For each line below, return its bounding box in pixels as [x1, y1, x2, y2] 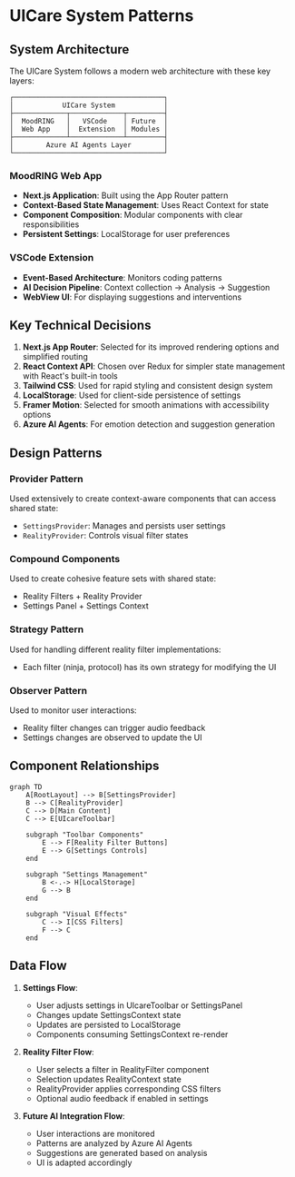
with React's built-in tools [22, 371, 118, 381]
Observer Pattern [9, 684, 88, 697]
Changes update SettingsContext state [35, 1009, 182, 1020]
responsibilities [22, 219, 80, 230]
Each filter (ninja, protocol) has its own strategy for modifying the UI [22, 661, 277, 672]
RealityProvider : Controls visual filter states [22, 530, 189, 541]
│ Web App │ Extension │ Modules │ [9, 124, 169, 134]
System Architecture [9, 42, 130, 57]
